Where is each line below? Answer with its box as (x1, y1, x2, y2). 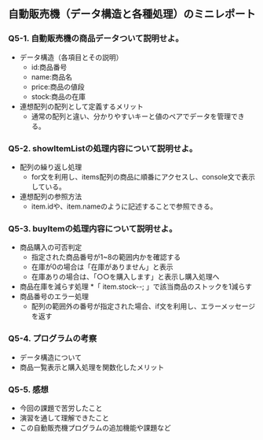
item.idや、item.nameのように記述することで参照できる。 (31, 202, 217, 211)
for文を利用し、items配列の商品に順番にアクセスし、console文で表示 (31, 172, 255, 181)
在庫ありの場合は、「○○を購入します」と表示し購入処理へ (31, 272, 220, 282)
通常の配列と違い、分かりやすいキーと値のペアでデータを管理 (31, 111, 232, 120)
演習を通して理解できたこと (19, 412, 110, 423)
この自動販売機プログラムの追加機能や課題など (19, 423, 171, 432)
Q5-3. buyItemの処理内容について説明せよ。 (8, 223, 177, 234)
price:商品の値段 (31, 82, 85, 91)
